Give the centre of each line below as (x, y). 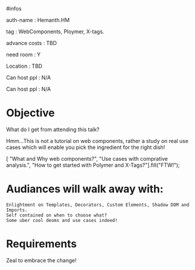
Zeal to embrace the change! (41, 260)
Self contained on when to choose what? (57, 215)
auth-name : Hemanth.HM (38, 20)
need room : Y (23, 55)
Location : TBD (24, 66)
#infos (14, 9)
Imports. (17, 210)
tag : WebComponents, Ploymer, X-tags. (55, 31)
